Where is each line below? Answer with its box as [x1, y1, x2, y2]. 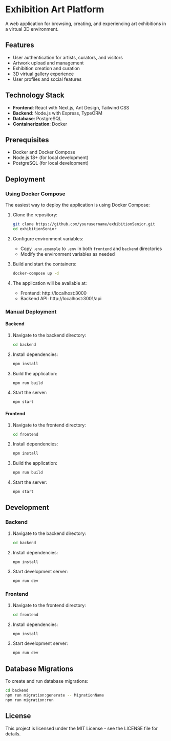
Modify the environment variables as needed [20, 251, 115, 257]
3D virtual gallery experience [12, 71, 74, 77]
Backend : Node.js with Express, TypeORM [12, 110, 102, 116]
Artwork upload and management [12, 60, 84, 66]
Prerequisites [5, 136, 49, 144]
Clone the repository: [12, 212, 58, 218]
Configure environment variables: [12, 235, 83, 241]
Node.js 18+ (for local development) [12, 154, 89, 161]
